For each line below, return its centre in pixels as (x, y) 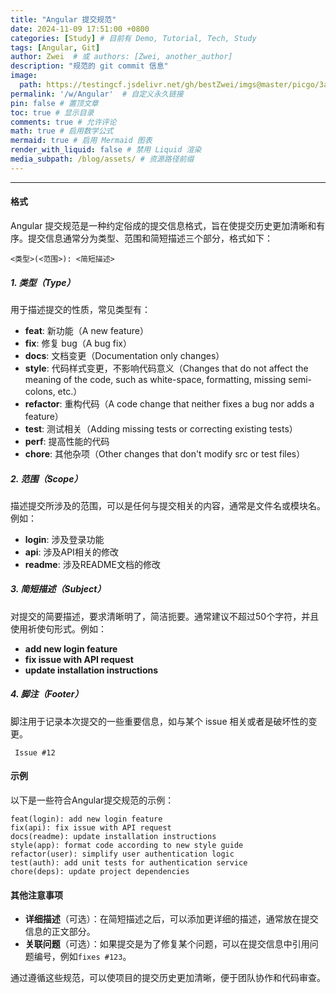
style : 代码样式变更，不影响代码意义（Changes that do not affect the (166, 368)
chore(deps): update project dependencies (100, 872)
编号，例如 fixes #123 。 (82, 957)
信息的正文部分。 (60, 932)
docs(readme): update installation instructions (113, 837)
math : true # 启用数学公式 (62, 131)
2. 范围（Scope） (46, 478)
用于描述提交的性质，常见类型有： (80, 309)
